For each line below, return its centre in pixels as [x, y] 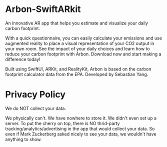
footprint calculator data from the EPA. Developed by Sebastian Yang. [77, 74]
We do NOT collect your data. [36, 108]
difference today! [23, 59]
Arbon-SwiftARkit [43, 9]
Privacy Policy [35, 95]
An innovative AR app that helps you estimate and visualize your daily [77, 23]
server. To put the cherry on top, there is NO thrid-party [62, 123]
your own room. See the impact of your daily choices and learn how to [77, 48]
